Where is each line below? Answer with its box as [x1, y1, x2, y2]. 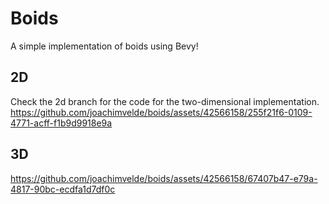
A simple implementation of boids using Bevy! [10, 40, 199, 52]
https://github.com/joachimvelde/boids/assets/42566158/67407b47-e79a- [10, 172, 318, 184]
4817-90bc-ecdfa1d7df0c [10, 183, 116, 195]
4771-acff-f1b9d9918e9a [10, 117, 113, 129]
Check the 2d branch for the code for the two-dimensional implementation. [10, 95, 320, 107]
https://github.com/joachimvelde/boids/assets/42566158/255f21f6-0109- [10, 106, 313, 118]
